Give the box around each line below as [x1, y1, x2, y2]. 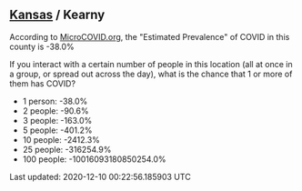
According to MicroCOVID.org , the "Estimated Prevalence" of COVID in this [9, 31, 290, 42]
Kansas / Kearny [9, 7, 106, 23]
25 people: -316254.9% [22, 144, 112, 155]
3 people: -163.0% [22, 115, 93, 126]
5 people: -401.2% [22, 125, 93, 136]
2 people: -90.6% [22, 105, 89, 116]
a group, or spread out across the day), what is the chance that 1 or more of [9, 68, 293, 79]
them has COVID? [9, 77, 75, 89]
